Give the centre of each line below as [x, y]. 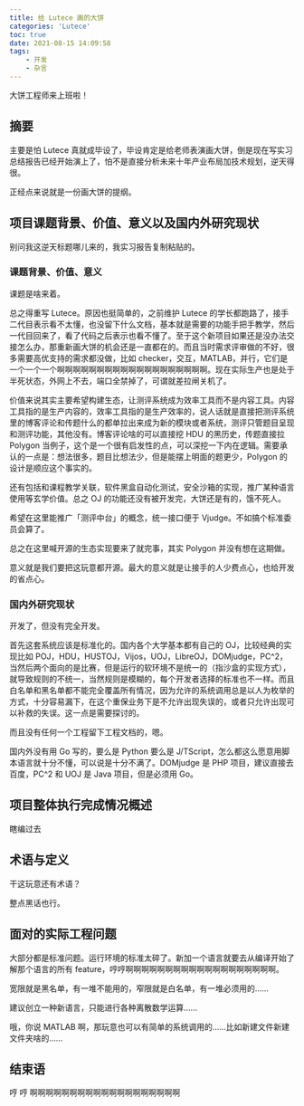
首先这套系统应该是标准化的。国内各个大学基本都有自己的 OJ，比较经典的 [147, 645]
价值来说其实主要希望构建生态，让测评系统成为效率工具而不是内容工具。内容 [152, 400]
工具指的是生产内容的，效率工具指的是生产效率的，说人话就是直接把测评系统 [152, 411]
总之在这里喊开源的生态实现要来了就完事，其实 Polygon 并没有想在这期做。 [150, 548]
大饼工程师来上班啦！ [49, 95]
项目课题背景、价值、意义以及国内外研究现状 [134, 223]
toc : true [28, 34]
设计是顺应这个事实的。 [53, 468]
